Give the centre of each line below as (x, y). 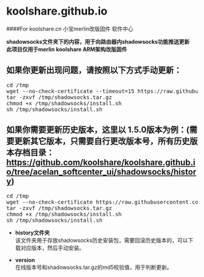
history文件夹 (32, 233)
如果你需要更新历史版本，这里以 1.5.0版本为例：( (98, 130)
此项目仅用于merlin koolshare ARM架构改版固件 (67, 49)
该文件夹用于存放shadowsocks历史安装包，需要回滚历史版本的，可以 (101, 240)
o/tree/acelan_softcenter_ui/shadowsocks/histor (101, 172)
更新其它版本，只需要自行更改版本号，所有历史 (102, 141)
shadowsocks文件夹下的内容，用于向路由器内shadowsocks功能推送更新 (98, 41)
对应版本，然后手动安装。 (53, 248)
